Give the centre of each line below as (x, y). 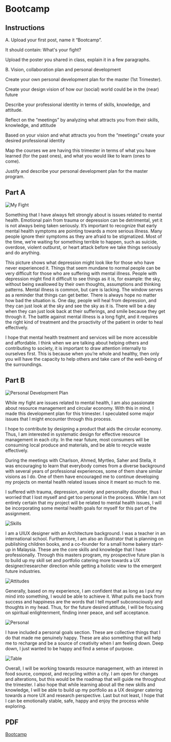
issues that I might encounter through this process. (59, 419)
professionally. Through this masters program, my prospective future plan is (85, 555)
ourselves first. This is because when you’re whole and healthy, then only (82, 353)
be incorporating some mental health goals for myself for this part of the (81, 508)
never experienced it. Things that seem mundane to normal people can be (83, 268)
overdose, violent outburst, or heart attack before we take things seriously (83, 247)
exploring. (16, 706)
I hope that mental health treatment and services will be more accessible (81, 337)
